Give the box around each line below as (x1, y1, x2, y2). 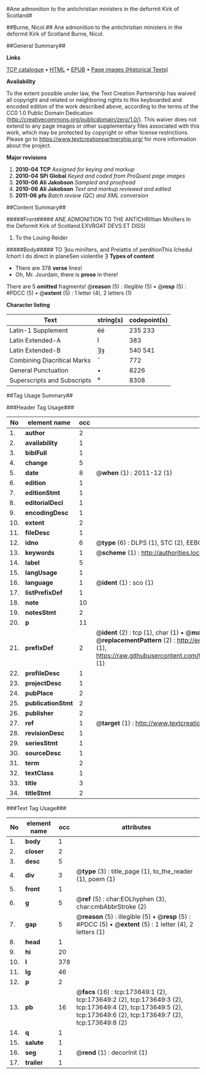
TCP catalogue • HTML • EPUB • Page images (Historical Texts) (6, 66, 169, 73)
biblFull (25, 448, 47, 457)
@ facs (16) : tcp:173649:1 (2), (76, 988, 167, 996)
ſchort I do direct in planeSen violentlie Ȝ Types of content (6, 252, 154, 260)
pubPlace (25, 689, 54, 697)
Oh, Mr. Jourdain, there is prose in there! (15, 271, 118, 278)
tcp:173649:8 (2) (76, 1018, 128, 1026)
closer (25, 847, 44, 856)
